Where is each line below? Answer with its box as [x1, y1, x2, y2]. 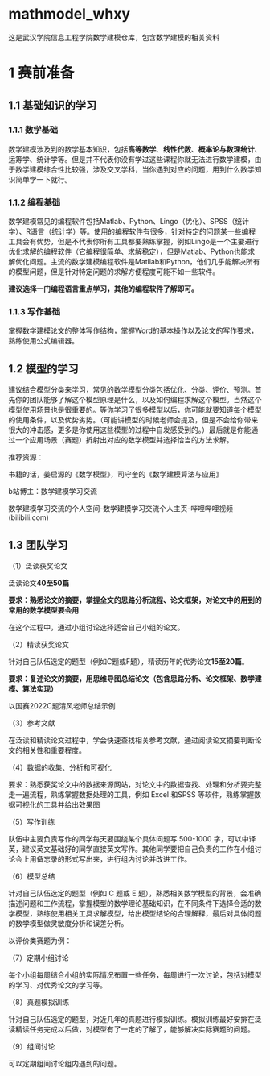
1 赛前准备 [8, 64, 75, 82]
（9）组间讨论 [8, 1041, 55, 1052]
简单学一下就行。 [14, 174, 72, 184]
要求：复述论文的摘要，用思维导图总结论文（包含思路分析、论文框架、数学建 [8, 674, 262, 683]
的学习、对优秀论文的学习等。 [8, 980, 107, 990]
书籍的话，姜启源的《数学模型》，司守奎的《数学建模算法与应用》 [8, 469, 223, 480]
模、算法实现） [8, 684, 58, 694]
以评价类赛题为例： [8, 936, 72, 945]
